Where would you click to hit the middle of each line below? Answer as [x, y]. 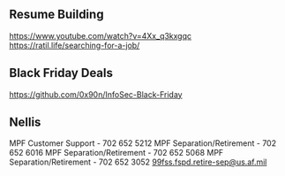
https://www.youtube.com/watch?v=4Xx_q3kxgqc [101, 35]
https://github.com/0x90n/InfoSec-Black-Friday [96, 94]
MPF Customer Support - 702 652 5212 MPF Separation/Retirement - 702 [142, 143]
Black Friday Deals [61, 73]
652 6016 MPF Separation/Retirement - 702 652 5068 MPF [116, 153]
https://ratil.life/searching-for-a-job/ [75, 45]
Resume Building [56, 15]
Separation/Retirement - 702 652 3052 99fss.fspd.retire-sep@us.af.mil [138, 162]
